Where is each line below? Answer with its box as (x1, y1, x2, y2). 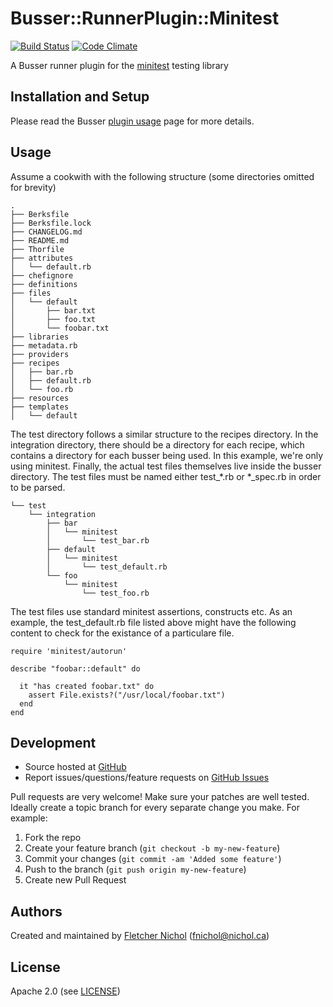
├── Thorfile (10, 244, 65, 254)
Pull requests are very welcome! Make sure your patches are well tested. (10, 791, 310, 803)
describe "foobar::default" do (10, 663, 141, 674)
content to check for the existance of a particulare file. (10, 627, 235, 639)
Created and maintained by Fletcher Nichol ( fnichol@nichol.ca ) (10, 930, 270, 942)
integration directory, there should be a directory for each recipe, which (10, 438, 305, 451)
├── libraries (10, 332, 70, 342)
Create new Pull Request (24, 874, 127, 886)
